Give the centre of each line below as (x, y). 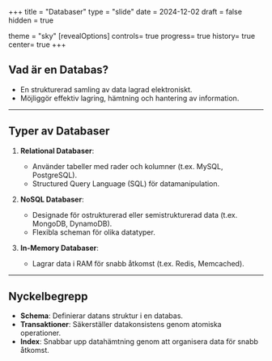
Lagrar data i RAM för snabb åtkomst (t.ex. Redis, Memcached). (138, 263)
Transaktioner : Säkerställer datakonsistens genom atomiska (121, 325)
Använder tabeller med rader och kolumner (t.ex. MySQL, (127, 166)
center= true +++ (37, 45)
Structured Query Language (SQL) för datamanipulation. (126, 183)
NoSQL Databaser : (52, 199)
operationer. (40, 333)
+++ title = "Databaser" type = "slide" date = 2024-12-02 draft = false (125, 12)
